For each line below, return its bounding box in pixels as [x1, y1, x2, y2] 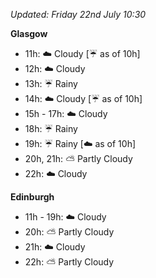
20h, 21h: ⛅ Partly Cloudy [24, 153, 133, 164]
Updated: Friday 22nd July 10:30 [10, 9, 147, 20]
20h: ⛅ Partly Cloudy [24, 226, 115, 238]
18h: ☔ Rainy [24, 123, 78, 134]
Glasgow [10, 28, 48, 39]
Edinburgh [10, 191, 55, 203]
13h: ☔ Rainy [24, 78, 78, 89]
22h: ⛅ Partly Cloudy [24, 256, 115, 268]
